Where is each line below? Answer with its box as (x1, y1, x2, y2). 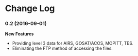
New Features (5, 31, 34, 37)
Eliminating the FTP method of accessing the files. (12, 45, 113, 51)
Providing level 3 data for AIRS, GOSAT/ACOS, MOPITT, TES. (12, 41, 134, 46)
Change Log (5, 3, 55, 14)
